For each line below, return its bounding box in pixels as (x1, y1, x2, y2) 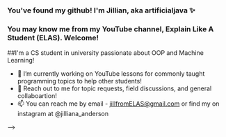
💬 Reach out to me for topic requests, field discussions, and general (17, 84, 212, 92)
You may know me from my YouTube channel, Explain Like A (7, 24, 214, 33)
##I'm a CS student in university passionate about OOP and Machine (7, 49, 204, 57)
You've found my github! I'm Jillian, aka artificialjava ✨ (7, 6, 196, 15)
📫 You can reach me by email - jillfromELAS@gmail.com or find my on (17, 99, 220, 108)
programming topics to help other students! (17, 77, 143, 86)
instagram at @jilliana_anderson (17, 110, 109, 118)
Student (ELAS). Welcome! (7, 33, 99, 42)
